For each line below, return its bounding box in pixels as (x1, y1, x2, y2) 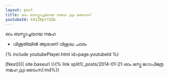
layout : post (5, 7, 33, 13)
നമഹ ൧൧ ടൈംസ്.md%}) (5, 67, 59, 73)
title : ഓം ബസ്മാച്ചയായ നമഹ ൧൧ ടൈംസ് (5, 12, 91, 17)
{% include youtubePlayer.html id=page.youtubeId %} (5, 51, 119, 58)
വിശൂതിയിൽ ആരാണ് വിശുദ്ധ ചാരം (12, 41, 87, 47)
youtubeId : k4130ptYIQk (5, 17, 56, 22)
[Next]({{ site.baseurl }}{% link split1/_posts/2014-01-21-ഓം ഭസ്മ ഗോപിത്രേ (5, 61, 164, 67)
